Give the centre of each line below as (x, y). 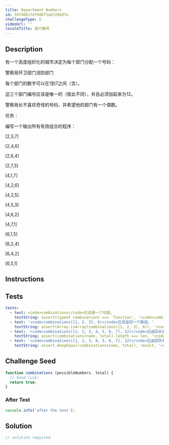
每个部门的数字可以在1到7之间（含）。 (44, 83)
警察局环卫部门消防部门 (29, 72)
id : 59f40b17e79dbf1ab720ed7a (37, 15)
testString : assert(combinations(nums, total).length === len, (82, 336)
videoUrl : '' (19, 24)
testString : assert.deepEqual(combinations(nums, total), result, (85, 346)
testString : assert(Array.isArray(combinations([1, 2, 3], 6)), (83, 327)
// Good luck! (24, 377)
